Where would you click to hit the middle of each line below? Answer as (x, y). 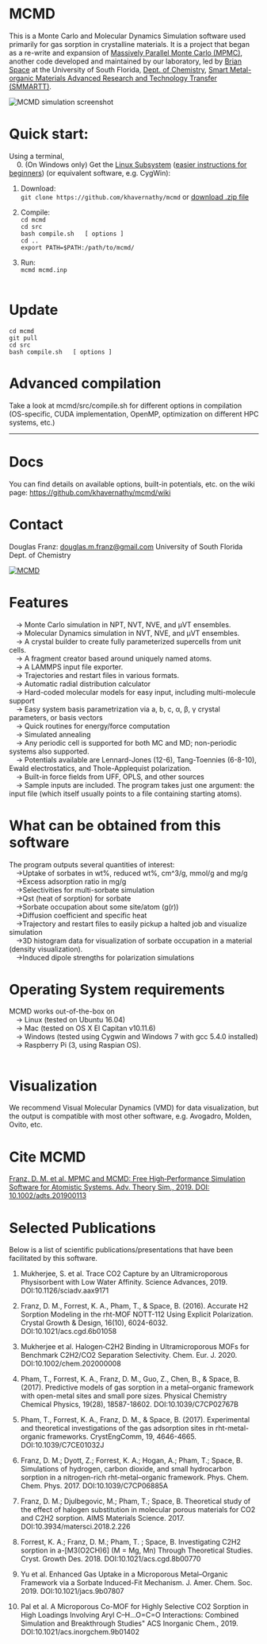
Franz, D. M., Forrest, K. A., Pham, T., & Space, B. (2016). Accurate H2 (134, 1306)
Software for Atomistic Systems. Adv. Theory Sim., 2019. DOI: (109, 1187)
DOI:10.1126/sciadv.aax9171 (65, 1291)
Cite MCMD (48, 1157)
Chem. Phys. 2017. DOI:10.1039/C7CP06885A (94, 1486)
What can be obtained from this (115, 826)
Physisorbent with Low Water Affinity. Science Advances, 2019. (124, 1282)
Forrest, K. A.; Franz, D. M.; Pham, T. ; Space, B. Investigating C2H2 (130, 1542)
